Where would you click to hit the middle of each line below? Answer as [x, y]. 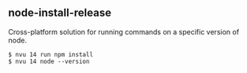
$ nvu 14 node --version [49, 61]
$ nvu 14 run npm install [51, 54]
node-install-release [60, 13]
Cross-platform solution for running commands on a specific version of [123, 31]
